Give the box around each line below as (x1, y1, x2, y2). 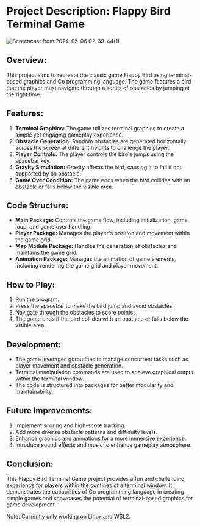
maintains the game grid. (15, 249, 78, 257)
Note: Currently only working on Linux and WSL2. (6, 513, 131, 520)
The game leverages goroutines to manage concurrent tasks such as (15, 355, 188, 363)
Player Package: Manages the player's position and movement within (15, 230, 190, 237)
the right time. (6, 90, 41, 98)
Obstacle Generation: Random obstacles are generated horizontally (15, 137, 187, 144)
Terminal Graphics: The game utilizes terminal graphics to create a (15, 124, 185, 132)
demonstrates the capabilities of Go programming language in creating (6, 488, 184, 495)
